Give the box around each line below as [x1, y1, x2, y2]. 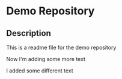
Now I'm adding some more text [6, 56, 86, 62]
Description [6, 28, 51, 38]
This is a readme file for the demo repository [6, 44, 117, 51]
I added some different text [6, 67, 73, 74]
